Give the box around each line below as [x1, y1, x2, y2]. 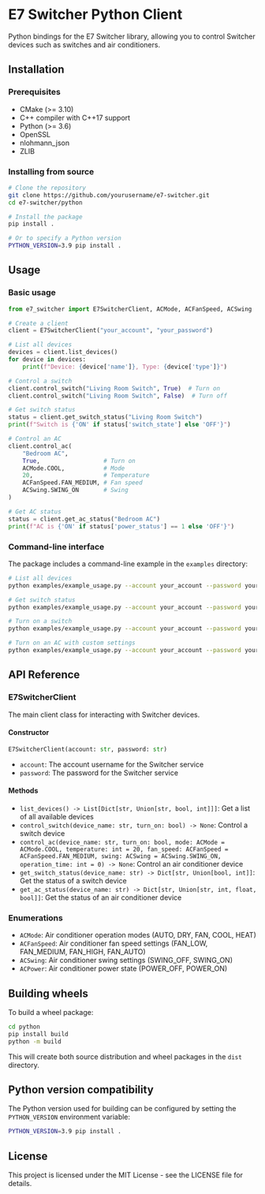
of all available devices [19, 812, 95, 821]
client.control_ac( [8, 442, 73, 450]
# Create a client [8, 319, 69, 327]
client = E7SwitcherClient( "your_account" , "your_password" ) [8, 326, 214, 334]
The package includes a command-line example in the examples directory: [8, 558, 248, 569]
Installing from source [8, 166, 95, 177]
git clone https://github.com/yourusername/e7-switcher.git [8, 191, 211, 199]
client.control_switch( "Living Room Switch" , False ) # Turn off [8, 392, 227, 400]
